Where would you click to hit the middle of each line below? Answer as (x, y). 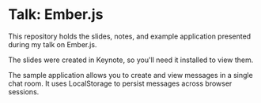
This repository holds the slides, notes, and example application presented (130, 36)
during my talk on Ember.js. (53, 44)
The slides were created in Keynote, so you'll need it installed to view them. (131, 60)
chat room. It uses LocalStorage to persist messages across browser (120, 83)
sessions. (24, 91)
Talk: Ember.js (56, 15)
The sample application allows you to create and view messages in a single (130, 75)
